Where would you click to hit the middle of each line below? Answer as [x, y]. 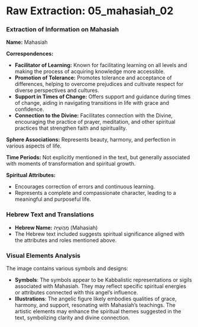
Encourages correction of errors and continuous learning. [85, 187]
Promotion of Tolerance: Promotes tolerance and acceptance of [93, 78]
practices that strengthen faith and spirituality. [71, 128]
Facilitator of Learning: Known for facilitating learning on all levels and [101, 65]
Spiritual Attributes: [31, 175]
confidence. [29, 109]
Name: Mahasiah [27, 42]
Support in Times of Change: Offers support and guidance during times [103, 97]
